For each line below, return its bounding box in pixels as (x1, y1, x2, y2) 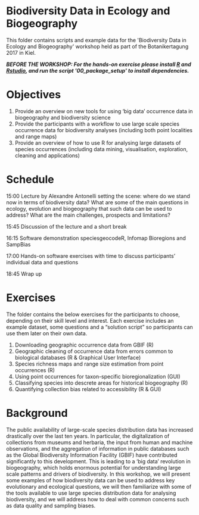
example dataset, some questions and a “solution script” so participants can (6, 323, 194, 330)
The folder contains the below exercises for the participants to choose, (6, 311, 181, 318)
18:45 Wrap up (6, 270, 42, 277)
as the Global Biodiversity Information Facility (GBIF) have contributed (6, 451, 178, 458)
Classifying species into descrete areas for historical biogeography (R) (14, 379, 188, 386)
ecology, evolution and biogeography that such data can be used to (6, 205, 172, 212)
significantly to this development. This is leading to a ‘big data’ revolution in (6, 457, 191, 465)
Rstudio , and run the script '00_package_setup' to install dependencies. (6, 67, 189, 74)
